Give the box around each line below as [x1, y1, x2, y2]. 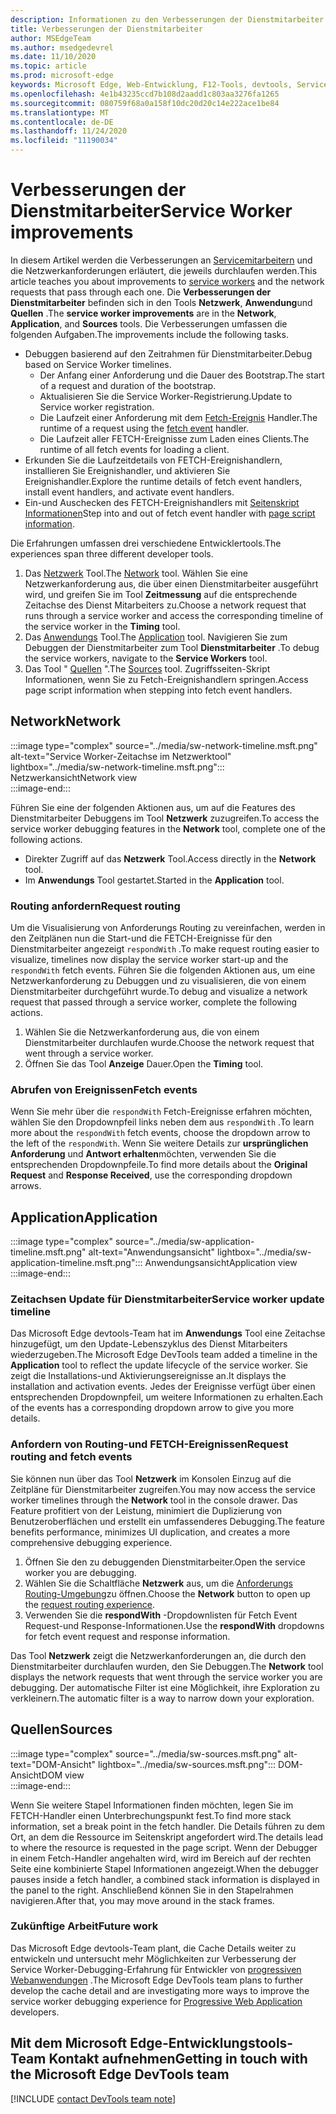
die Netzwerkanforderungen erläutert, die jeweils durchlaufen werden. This [10, 264, 318, 276]
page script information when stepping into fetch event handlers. [24, 684, 293, 696]
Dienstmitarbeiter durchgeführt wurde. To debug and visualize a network [10, 986, 308, 998]
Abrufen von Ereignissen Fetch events [10, 1082, 198, 1096]
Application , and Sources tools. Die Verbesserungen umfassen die [10, 317, 288, 330]
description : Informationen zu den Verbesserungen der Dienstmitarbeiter [10, 14, 325, 25]
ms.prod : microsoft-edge [10, 71, 114, 81]
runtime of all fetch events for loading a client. [39, 443, 230, 455]
